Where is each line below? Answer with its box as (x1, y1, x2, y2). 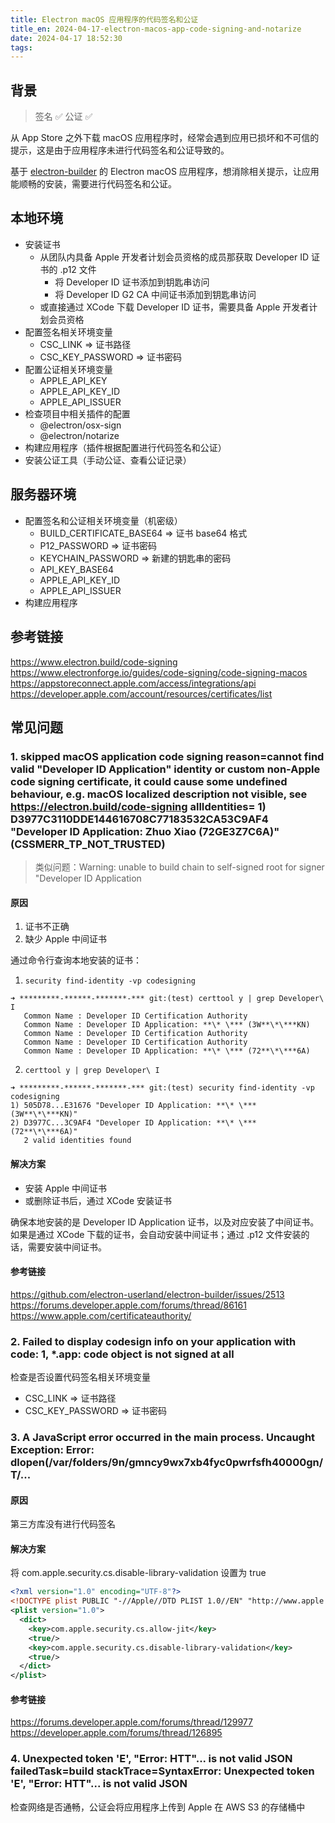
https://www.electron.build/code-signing (10, 656, 178, 668)
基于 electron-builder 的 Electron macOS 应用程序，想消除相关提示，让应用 (10, 166, 320, 178)
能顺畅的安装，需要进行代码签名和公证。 (10, 178, 177, 190)
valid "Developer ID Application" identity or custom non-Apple (10, 762, 321, 776)
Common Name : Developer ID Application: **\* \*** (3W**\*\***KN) (23, 1020, 311, 1030)
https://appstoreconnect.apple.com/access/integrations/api (10, 677, 257, 689)
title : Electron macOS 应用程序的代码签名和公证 (10, 14, 199, 25)
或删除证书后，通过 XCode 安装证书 (24, 1194, 173, 1206)
